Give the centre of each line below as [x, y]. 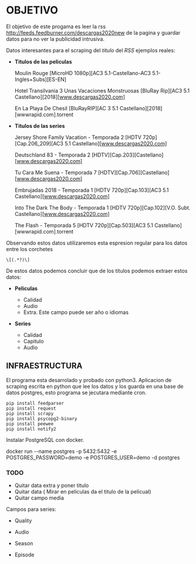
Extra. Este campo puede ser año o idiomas [76, 312]
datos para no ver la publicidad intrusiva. [55, 39]
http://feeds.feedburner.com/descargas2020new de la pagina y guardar [93, 32]
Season [24, 543]
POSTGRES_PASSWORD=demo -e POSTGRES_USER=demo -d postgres [93, 457]
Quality [23, 521]
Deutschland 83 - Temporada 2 [53, 155]
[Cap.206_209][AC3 [39, 143]
